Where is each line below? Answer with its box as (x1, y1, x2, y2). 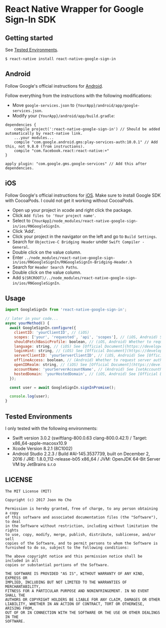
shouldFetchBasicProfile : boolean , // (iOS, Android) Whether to (14, 339, 152, 344)
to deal (5, 519, 21, 524)
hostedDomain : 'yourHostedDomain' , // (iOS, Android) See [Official (14, 371, 158, 376)
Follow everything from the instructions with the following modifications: (5, 93, 152, 99)
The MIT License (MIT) (5, 489, 52, 494)
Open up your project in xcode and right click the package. (12, 207, 132, 213)
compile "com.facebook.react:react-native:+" (14, 148, 110, 153)
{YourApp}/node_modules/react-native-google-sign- (31, 218, 138, 223)
